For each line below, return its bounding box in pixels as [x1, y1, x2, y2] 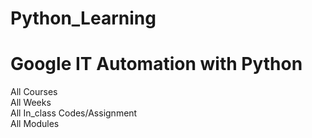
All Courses [10, 86, 58, 98]
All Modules [10, 118, 60, 130]
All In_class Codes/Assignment [10, 107, 138, 119]
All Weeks [10, 97, 52, 109]
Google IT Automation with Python [10, 53, 303, 76]
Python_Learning [10, 7, 157, 30]
